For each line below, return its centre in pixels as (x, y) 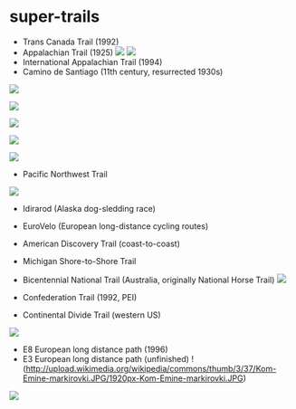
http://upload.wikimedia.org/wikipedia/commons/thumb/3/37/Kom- (151, 368)
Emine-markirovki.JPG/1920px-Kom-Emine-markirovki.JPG (133, 378)
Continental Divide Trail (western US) (91, 315)
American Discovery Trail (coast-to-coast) (101, 243)
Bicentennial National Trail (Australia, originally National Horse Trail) (148, 280)
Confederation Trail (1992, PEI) (80, 297)
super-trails (55, 17)
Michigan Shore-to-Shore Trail (79, 261)
